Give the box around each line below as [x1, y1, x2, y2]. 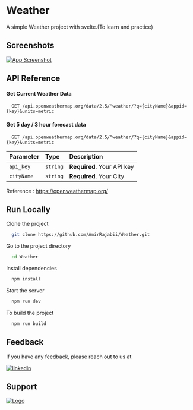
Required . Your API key [69, 162, 134, 171]
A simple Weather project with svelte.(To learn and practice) [6, 23, 153, 30]
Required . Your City [69, 172, 125, 180]
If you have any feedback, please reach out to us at [6, 353, 132, 360]
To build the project [6, 309, 54, 316]
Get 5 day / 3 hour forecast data [6, 121, 86, 128]
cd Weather [11, 254, 39, 260]
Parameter [9, 152, 40, 160]
